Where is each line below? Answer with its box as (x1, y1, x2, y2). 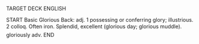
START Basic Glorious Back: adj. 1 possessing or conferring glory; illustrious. (6, 16, 194, 23)
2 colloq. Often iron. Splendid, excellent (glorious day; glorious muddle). (6, 23, 182, 30)
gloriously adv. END (6, 32, 55, 38)
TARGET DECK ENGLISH (6, 5, 67, 12)
